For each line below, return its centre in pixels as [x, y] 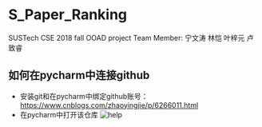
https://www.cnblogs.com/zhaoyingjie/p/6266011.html [109, 105]
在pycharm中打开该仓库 [59, 114]
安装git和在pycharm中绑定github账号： [84, 96]
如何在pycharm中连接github [79, 75]
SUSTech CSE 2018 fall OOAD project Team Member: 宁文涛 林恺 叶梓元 [127, 38]
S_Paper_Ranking [68, 15]
